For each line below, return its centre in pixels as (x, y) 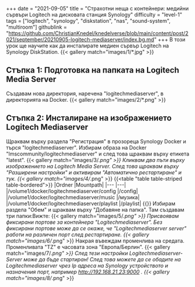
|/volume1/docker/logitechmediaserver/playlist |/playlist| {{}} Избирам (91, 203)
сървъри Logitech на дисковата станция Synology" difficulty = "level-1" (94, 15)
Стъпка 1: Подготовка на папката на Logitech (93, 70)
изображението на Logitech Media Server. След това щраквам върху (93, 166)
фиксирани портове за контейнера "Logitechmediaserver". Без (84, 222)
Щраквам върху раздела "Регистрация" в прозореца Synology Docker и (96, 141)
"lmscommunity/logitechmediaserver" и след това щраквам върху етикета (98, 154)
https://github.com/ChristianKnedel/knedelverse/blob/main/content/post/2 (98, 33)
